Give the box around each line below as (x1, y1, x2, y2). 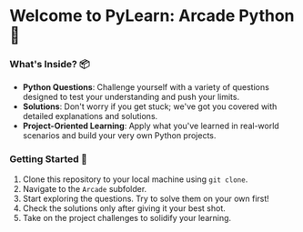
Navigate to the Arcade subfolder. (22, 183, 147, 194)
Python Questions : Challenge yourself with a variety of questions (22, 82, 270, 93)
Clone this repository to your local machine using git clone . (22, 174, 248, 185)
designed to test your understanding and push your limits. (22, 92, 239, 103)
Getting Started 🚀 (9, 153, 88, 166)
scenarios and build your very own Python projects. (22, 130, 217, 141)
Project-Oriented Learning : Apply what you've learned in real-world (22, 120, 279, 132)
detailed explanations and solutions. (22, 111, 158, 122)
